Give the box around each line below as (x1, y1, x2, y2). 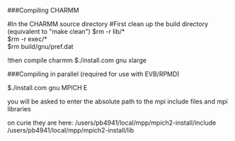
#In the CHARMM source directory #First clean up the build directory (7, 20, 209, 28)
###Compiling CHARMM (7, 6, 79, 14)
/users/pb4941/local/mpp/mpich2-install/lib (7, 126, 134, 134)
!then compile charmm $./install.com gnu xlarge (7, 56, 147, 64)
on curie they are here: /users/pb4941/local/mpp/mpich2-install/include (7, 118, 217, 127)
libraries (7, 105, 31, 113)
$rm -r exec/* (7, 35, 47, 43)
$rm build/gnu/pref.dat (7, 43, 74, 50)
